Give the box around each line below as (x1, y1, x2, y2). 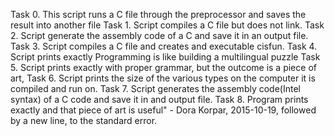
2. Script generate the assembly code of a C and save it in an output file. (10, 30, 309, 41)
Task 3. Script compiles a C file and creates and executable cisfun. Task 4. (10, 40, 318, 52)
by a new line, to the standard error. (10, 115, 158, 126)
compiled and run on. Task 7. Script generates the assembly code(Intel (10, 83, 301, 94)
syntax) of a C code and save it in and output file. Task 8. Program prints (10, 94, 309, 105)
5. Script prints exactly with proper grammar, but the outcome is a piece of (10, 62, 317, 73)
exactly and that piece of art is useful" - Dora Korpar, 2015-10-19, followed (10, 104, 317, 116)
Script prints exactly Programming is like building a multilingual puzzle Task (10, 51, 321, 63)
